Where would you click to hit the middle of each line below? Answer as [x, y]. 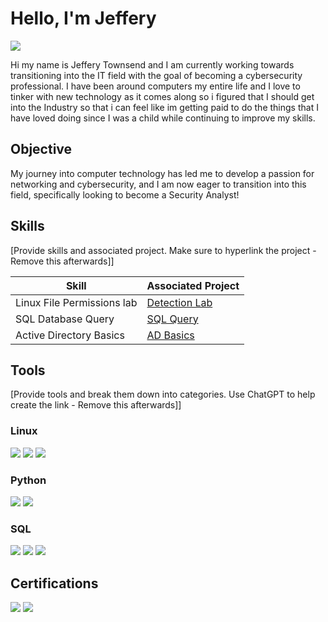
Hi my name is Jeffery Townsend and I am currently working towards [152, 64]
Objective [41, 149]
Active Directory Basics [70, 335]
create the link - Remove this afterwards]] [96, 405]
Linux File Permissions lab [76, 302]
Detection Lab [179, 302]
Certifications [54, 583]
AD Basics [170, 335]
